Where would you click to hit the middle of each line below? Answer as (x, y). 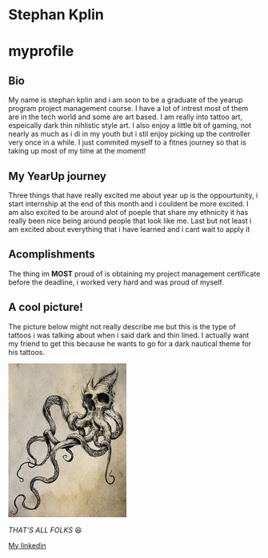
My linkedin (27, 545)
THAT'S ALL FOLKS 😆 (45, 530)
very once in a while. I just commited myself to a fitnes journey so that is (127, 142)
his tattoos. (27, 352)
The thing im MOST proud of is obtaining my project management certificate (134, 273)
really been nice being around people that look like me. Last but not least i (130, 221)
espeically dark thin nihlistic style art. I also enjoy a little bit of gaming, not (130, 126)
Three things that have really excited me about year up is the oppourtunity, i (133, 195)
